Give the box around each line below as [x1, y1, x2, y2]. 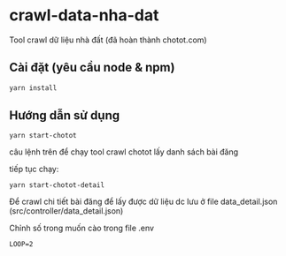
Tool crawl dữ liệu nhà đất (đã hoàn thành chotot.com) [9, 34, 207, 45]
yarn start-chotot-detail [9, 181, 104, 190]
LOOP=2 [9, 240, 34, 249]
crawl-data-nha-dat [9, 5, 159, 26]
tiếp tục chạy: [9, 164, 59, 175]
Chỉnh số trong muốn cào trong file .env [9, 222, 155, 234]
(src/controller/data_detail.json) [9, 206, 124, 216]
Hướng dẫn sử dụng [9, 108, 120, 124]
